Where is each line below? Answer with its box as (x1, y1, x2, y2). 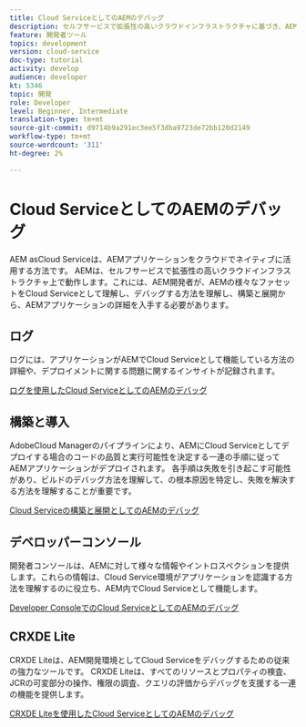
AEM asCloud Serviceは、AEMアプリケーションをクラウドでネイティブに (9, 253, 284, 264)
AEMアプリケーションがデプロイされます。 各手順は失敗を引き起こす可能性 (9, 463, 291, 474)
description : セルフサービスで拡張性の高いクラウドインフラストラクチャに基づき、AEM (9, 22, 298, 31)
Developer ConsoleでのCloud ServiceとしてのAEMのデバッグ (9, 602, 240, 613)
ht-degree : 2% (9, 148, 64, 158)
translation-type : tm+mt (9, 115, 104, 124)
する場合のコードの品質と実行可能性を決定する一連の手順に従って (33, 452, 280, 463)
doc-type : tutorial (9, 56, 84, 65)
